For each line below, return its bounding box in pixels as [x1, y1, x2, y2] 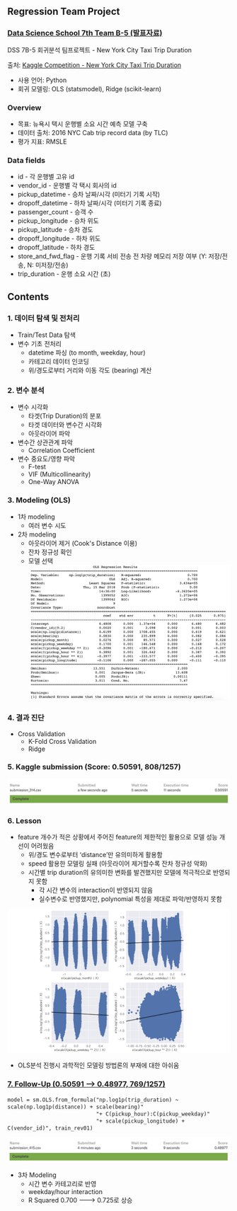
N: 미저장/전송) [27, 261, 69, 270]
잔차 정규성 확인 [28, 548, 72, 556]
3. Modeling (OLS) [7, 495, 71, 505]
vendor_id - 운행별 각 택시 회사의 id [17, 181, 117, 190]
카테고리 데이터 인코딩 [28, 357, 90, 365]
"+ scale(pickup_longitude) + [96, 1118, 185, 1125]
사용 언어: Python [17, 76, 67, 84]
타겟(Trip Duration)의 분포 [28, 412, 101, 420]
